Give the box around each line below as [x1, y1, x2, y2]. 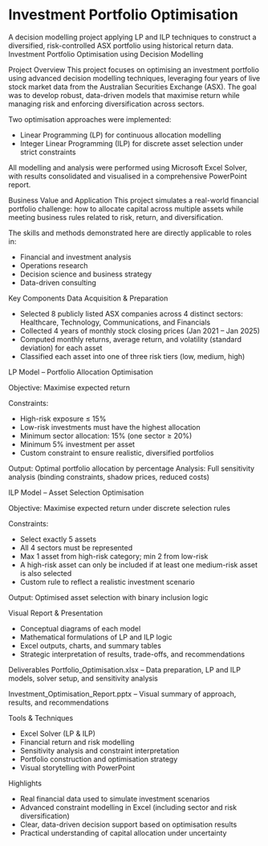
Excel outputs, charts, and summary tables [19, 640, 162, 650]
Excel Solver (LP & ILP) [19, 729, 96, 738]
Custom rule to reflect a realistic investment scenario [19, 577, 195, 586]
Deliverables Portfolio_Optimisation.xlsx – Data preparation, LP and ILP [8, 664, 241, 674]
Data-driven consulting [19, 277, 96, 287]
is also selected [19, 568, 72, 578]
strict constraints [19, 147, 76, 157]
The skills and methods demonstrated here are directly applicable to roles [8, 227, 252, 238]
